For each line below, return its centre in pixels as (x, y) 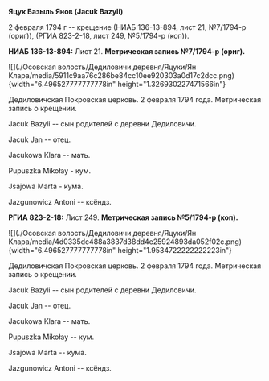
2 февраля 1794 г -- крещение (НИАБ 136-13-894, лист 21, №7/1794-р (127, 27)
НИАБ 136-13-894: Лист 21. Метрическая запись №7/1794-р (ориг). (127, 51)
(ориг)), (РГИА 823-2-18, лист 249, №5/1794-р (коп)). (99, 36)
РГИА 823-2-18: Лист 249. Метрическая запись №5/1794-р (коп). (123, 217)
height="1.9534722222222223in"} (175, 250)
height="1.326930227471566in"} (172, 84)
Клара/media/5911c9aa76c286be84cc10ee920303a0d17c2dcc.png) (122, 75)
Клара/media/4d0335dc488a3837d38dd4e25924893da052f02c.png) (125, 242)
